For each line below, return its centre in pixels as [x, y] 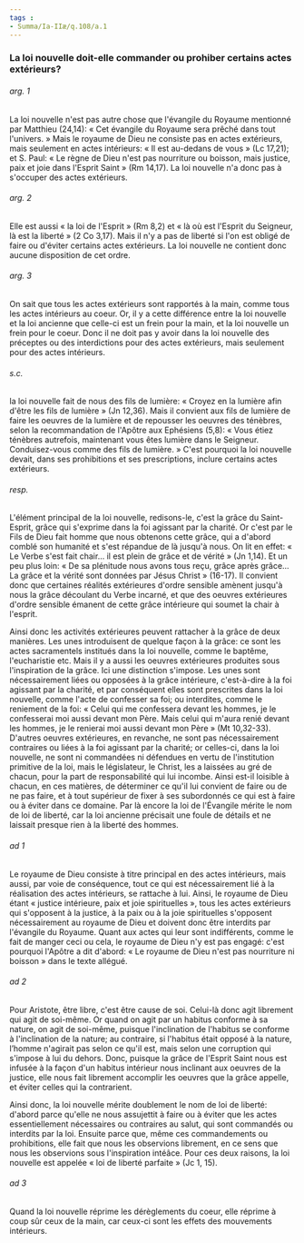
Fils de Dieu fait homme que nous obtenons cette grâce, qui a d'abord [140, 537]
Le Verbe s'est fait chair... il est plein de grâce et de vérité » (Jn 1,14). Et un [149, 556]
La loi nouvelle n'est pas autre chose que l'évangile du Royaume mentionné [151, 119]
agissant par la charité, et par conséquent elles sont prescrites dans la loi [146, 690]
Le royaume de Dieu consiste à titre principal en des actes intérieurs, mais [148, 874]
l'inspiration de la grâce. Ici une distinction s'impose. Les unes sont [135, 671]
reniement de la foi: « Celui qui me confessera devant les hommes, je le [143, 709]
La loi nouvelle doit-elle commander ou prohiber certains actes [151, 58]
